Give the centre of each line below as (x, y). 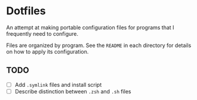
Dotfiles (26, 11)
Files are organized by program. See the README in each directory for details (99, 45)
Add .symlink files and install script (58, 85)
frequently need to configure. (42, 33)
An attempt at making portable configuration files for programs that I (90, 27)
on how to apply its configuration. (47, 51)
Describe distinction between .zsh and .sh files (73, 91)
